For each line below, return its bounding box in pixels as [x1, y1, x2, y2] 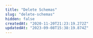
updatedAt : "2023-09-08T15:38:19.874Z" [5, 26, 89, 31]
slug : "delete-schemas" [5, 12, 55, 17]
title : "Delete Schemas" [5, 7, 57, 12]
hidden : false [5, 16, 35, 21]
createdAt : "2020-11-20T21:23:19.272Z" [5, 21, 89, 26]
